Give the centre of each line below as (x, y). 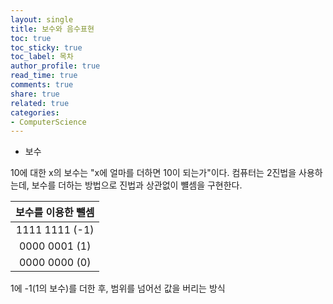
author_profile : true (55, 66)
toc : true (31, 38)
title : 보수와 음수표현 (52, 29)
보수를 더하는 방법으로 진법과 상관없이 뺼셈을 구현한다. (137, 185)
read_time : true (44, 76)
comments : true (42, 85)
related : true (40, 103)
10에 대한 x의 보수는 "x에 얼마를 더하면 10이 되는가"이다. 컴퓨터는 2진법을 (153, 173)
